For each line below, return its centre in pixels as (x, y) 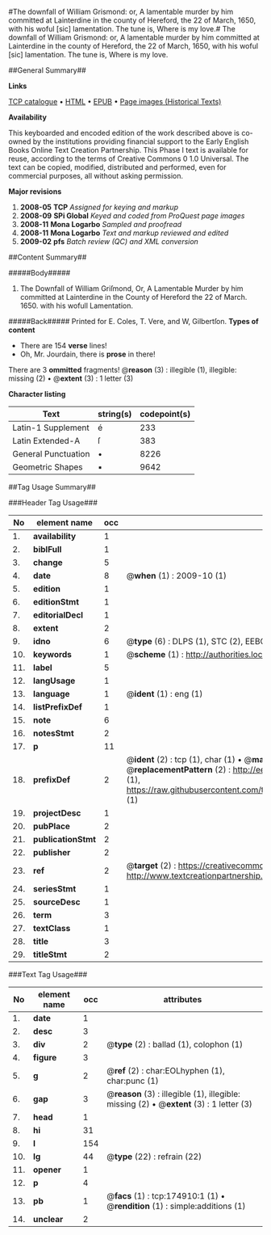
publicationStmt (65, 839)
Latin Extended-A (46, 441)
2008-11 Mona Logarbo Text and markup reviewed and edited (124, 233)
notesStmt (54, 733)
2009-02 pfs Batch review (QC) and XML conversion (109, 241)
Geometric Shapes (48, 467)
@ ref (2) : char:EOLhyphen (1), (165, 1071)
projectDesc (57, 813)
